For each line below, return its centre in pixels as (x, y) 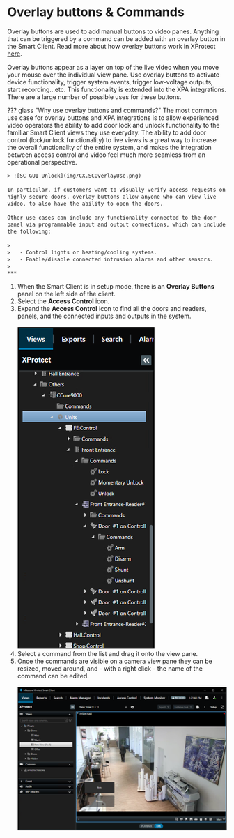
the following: (29, 231)
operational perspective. (42, 162)
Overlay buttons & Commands (96, 12)
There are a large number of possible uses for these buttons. (94, 97)
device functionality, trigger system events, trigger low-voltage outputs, (110, 82)
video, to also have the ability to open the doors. (85, 204)
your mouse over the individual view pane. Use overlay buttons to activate (114, 75)
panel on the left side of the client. (67, 294)
